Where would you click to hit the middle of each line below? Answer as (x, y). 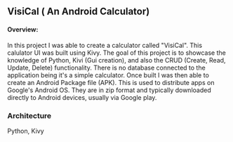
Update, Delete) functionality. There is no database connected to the (106, 67)
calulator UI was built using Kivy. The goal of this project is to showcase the (116, 53)
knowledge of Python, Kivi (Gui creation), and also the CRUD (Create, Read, (116, 60)
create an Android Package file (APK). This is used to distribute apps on (111, 82)
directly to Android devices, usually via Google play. (82, 97)
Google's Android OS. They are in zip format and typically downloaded (109, 90)
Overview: (23, 29)
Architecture (29, 115)
